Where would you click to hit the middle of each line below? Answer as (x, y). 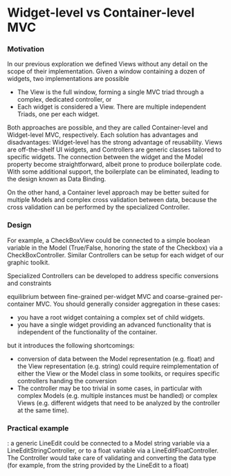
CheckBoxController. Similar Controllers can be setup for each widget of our (116, 255)
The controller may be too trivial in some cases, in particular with (110, 388)
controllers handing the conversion (67, 381)
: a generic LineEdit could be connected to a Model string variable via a (109, 443)
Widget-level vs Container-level (101, 13)
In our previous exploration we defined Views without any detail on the (108, 64)
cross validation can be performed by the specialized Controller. (99, 207)
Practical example (38, 428)
